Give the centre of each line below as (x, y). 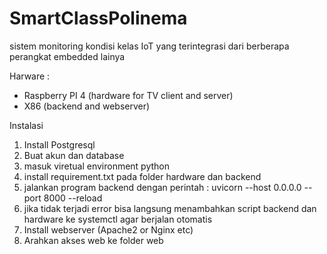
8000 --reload (73, 198)
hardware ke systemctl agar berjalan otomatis (118, 219)
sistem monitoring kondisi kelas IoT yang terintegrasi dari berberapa (149, 46)
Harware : (30, 76)
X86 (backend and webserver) (87, 106)
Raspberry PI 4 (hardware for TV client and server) (128, 95)
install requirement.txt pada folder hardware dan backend (142, 176)
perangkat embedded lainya (67, 56)
